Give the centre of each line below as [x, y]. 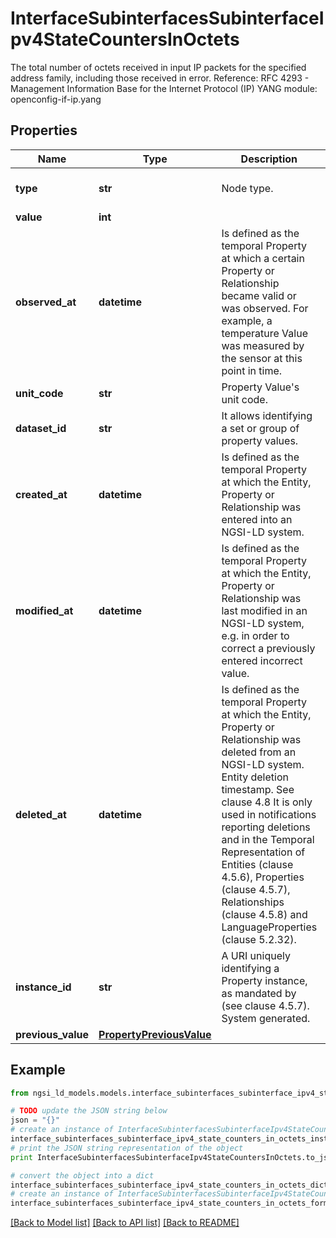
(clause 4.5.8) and [264, 914]
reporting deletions [266, 827]
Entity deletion [255, 777]
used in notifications [269, 814]
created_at [41, 494]
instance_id [43, 987]
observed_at [46, 302]
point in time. [252, 370]
